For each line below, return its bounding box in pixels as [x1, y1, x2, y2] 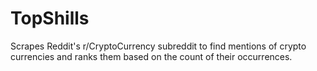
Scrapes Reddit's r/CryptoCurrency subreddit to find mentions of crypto [10, 40, 307, 52]
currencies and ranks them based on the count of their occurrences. [10, 50, 293, 62]
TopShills [10, 7, 90, 30]
